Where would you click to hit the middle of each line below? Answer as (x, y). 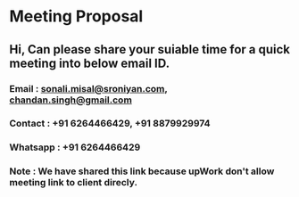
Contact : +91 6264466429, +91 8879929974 (110, 124)
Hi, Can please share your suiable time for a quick (150, 49)
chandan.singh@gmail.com (71, 100)
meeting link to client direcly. (74, 183)
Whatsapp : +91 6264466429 (75, 147)
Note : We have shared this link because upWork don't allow (142, 171)
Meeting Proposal (76, 16)
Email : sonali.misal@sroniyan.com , (88, 88)
